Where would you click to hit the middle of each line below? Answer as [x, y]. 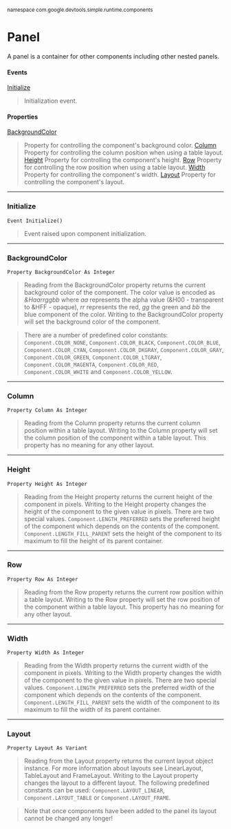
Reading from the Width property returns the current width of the [116, 665]
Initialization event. [51, 101]
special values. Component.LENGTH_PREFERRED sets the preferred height [122, 518]
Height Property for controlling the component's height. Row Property [123, 160]
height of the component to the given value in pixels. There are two [119, 511]
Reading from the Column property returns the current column [112, 423]
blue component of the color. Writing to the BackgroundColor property [123, 314]
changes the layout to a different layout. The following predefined [117, 783]
